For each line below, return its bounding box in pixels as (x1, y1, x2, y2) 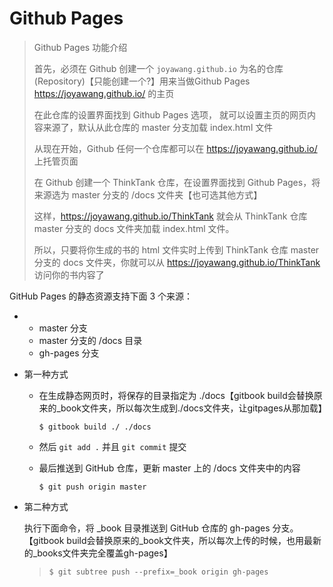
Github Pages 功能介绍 (33, 41, 128, 53)
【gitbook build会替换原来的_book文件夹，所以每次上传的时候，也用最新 (23, 534, 322, 546)
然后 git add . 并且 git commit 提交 (38, 440, 187, 452)
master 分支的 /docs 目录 (38, 334, 143, 346)
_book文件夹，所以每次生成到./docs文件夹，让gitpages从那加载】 (56, 402, 327, 414)
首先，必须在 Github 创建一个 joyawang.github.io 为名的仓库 (33, 62, 284, 74)
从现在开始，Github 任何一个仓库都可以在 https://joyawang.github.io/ (33, 142, 318, 154)
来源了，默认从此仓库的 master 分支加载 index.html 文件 (42, 121, 274, 133)
